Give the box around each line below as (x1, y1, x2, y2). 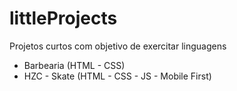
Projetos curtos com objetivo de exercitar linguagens (9, 40, 227, 52)
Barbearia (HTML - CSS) (23, 59, 126, 71)
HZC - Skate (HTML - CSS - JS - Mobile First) (23, 70, 212, 82)
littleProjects (9, 7, 118, 30)
